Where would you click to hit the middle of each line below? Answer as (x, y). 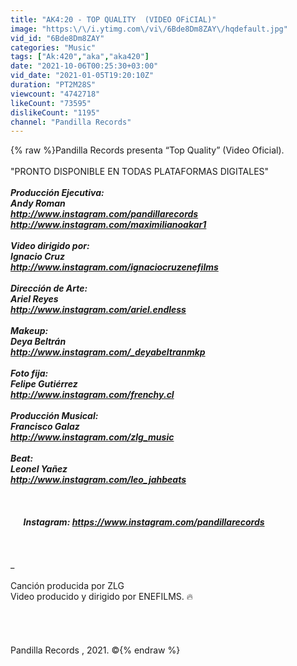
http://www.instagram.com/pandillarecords (104, 214)
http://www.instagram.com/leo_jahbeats (98, 480)
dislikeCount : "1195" (55, 112)
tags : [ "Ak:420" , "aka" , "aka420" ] (80, 57)
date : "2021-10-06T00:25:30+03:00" (84, 66)
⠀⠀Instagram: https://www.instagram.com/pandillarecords (137, 522)
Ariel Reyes (34, 299)
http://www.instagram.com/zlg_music (92, 437)
